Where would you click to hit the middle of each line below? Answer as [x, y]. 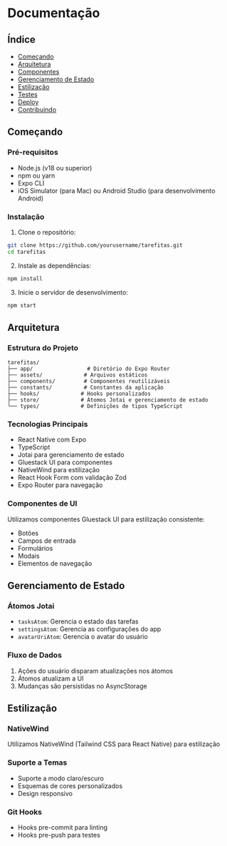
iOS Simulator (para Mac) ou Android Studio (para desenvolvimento [116, 190]
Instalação [26, 217]
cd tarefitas [27, 252]
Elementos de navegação [55, 563]
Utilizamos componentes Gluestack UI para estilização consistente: [106, 519]
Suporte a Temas [37, 763]
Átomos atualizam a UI [51, 678]
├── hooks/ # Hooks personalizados [79, 394]
